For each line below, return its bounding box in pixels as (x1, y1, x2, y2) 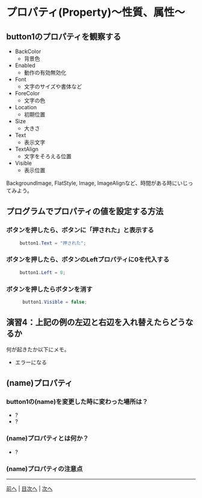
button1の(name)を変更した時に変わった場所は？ (6, 398, 148, 406)
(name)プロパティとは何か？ (6, 434, 89, 442)
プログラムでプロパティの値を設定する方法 (6, 206, 164, 217)
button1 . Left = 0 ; (19, 269, 66, 275)
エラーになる (14, 359, 47, 366)
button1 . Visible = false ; (22, 299, 87, 305)
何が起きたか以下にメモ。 (6, 345, 70, 353)
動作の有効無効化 (23, 69, 67, 76)
